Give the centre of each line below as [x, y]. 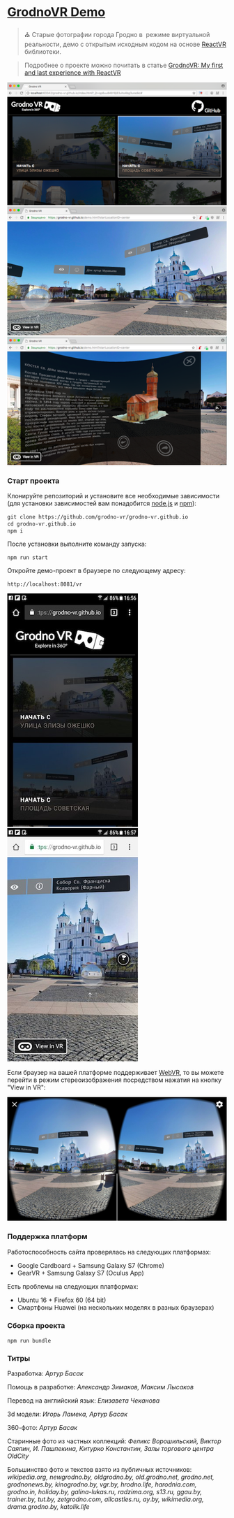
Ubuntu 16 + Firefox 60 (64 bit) [62, 1300]
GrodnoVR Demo [56, 12]
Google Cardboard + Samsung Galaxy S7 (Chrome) [91, 1265]
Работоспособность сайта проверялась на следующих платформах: [109, 1252]
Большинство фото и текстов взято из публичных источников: [100, 1470]
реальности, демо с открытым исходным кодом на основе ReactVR [125, 44]
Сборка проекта [36, 1325]
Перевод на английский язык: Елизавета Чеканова [84, 1401]
